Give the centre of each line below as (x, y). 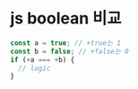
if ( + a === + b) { (43, 59)
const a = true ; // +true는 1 (66, 43)
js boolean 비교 (66, 18)
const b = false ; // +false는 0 (69, 51)
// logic (34, 68)
